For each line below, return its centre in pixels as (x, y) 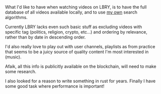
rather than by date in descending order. (45, 37)
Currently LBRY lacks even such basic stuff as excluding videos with (73, 27)
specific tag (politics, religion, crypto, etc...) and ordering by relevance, (76, 32)
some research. (21, 72)
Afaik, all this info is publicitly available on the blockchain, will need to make (81, 66)
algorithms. (16, 17)
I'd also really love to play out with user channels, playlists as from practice (80, 47)
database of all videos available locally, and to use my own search (71, 12)
